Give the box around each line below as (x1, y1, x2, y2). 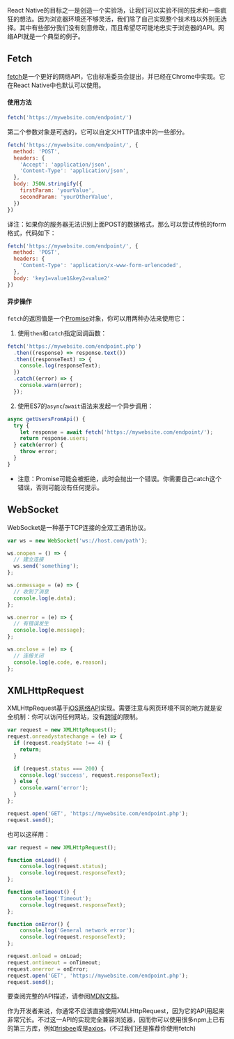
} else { (13, 778, 39, 785)
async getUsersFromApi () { (7, 416, 86, 423)
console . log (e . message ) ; (13, 627, 86, 634)
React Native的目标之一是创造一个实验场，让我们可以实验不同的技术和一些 (7, 6, 221, 14)
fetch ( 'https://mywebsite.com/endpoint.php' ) (7, 342, 141, 350)
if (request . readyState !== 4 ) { (13, 740, 111, 747)
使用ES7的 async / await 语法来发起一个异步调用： (17, 402, 154, 410)
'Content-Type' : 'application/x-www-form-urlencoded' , (19, 262, 182, 269)
